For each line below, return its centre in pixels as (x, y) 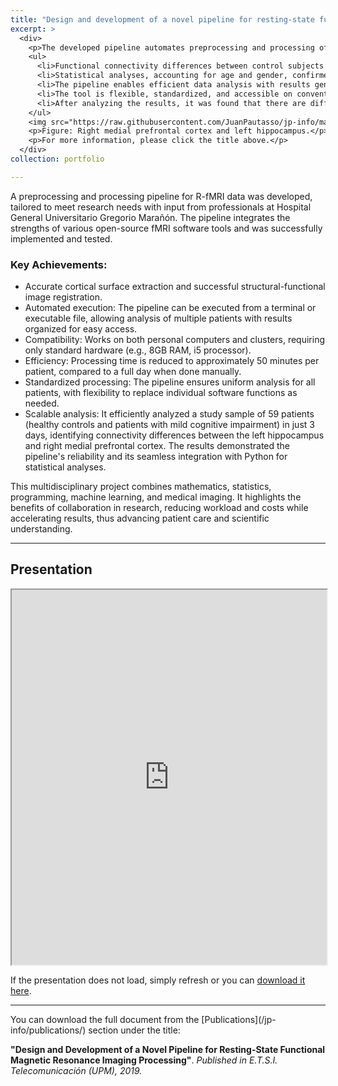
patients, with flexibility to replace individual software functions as (161, 393)
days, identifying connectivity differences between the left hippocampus (174, 435)
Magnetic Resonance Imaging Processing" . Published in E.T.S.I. (144, 1060)
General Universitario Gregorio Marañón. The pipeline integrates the (150, 217)
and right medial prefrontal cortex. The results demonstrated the (157, 446)
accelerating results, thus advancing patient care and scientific (140, 518)
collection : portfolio (57, 159)
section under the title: (134, 1030)
